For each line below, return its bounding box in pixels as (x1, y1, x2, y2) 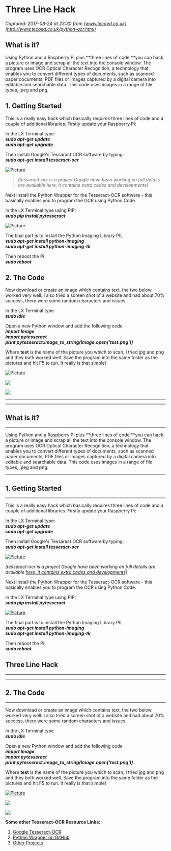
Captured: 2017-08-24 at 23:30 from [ (5, 20, 85, 27)
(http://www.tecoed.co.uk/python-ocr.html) (5, 26, 96, 32)
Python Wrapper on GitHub (12, 834, 70, 840)
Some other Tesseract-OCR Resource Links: (5, 819, 101, 825)
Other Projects (12, 839, 43, 846)
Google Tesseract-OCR (12, 829, 62, 835)
